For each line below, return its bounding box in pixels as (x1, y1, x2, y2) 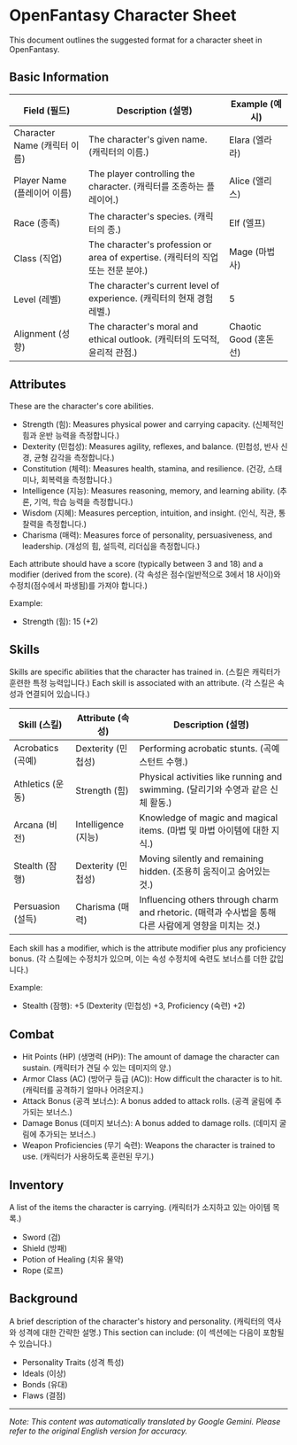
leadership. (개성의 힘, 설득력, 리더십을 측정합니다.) (21, 540, 201, 551)
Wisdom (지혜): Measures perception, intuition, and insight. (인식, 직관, (21, 507, 277, 518)
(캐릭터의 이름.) (88, 145, 150, 158)
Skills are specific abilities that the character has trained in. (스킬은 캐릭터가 (9, 666, 281, 678)
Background (9, 1291, 78, 1307)
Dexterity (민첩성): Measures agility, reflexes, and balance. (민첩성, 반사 (21, 440, 279, 452)
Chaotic (229, 320, 263, 332)
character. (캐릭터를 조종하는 (88, 180, 205, 192)
